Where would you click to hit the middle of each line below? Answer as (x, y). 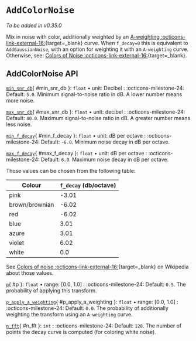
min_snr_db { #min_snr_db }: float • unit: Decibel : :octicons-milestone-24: (95, 88)
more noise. (20, 100)
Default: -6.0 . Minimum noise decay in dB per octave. (105, 142)
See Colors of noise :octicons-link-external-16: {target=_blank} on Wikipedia (97, 267)
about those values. (30, 273)
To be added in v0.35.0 (34, 25)
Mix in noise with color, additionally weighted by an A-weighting (83, 36)
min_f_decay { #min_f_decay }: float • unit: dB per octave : (76, 135)
